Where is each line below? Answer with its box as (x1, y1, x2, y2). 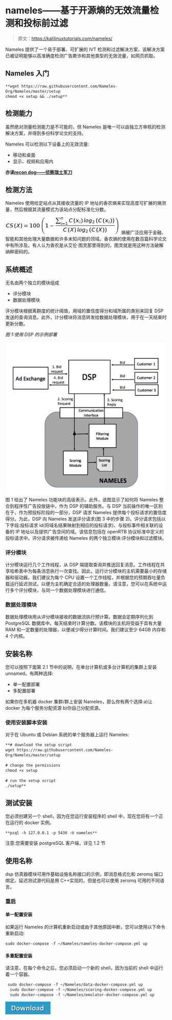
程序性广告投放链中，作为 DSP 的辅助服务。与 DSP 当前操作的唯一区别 (14, 503, 163, 509)
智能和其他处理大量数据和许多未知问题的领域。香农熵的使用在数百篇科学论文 (5, 236, 167, 242)
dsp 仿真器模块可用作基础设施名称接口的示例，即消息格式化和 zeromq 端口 (5, 871, 163, 877)
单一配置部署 (12, 682, 40, 687)
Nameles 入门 (5, 69, 50, 78)
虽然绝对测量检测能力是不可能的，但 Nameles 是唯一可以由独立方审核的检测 (5, 123, 165, 130)
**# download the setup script (5, 742, 72, 748)
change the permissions (10, 763, 60, 768)
